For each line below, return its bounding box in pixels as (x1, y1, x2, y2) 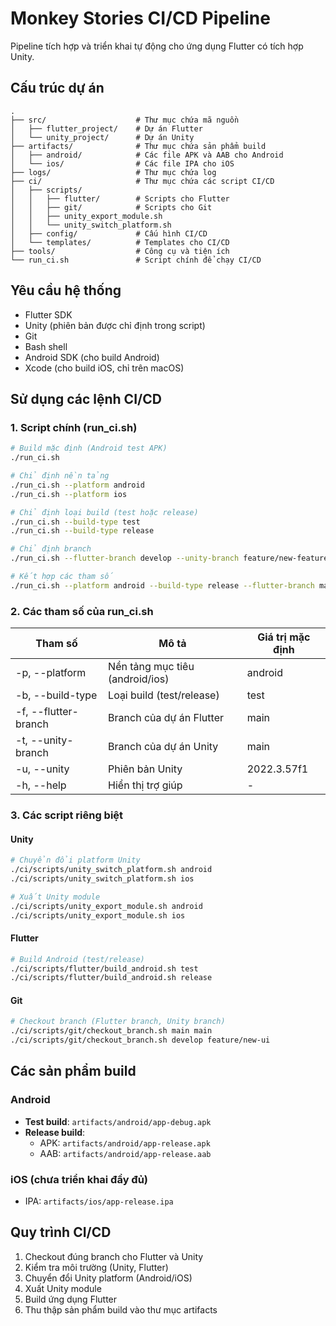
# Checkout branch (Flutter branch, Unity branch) (10, 1017, 226, 1027)
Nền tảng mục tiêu (108, 660, 195, 674)
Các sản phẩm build (10, 1063, 137, 1080)
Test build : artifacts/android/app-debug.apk (24, 1115, 212, 1127)
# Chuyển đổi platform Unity (10, 855, 141, 866)
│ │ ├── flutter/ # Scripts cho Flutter (10, 193, 230, 204)
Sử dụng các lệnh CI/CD (10, 390, 162, 407)
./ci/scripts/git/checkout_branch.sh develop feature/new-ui (10, 1035, 271, 1046)
